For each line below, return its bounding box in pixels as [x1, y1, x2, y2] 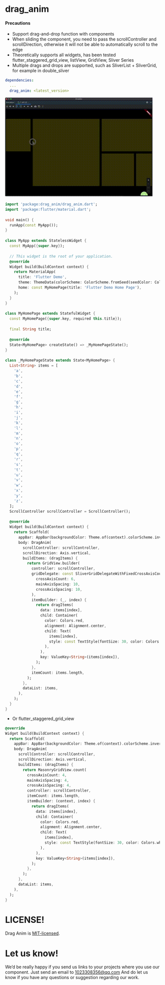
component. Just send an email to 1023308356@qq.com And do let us [5, 969, 148, 975]
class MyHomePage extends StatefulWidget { [5, 311, 96, 316]
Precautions [5, 20, 31, 26]
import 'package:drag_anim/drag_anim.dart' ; [5, 202, 98, 207]
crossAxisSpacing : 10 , [36, 587, 82, 592]
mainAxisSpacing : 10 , [36, 581, 80, 587]
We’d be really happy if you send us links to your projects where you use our [5, 964, 160, 970]
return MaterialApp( [14, 269, 56, 274]
